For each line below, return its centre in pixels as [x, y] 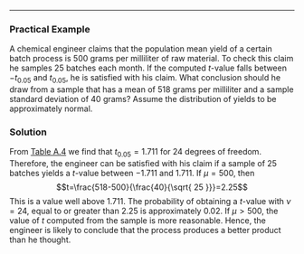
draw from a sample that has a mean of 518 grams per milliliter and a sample [152, 89]
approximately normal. [51, 108]
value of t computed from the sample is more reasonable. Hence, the [138, 221]
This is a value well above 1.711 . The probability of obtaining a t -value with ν [150, 202]
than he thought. [40, 240]
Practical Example [50, 29]
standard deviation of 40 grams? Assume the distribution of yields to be [143, 99]
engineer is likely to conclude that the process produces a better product [146, 230]
